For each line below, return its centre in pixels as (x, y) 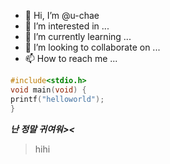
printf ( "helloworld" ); (57, 99)
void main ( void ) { (48, 90)
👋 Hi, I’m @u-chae (62, 15)
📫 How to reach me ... (71, 58)
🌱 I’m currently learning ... (78, 36)
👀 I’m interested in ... (67, 26)
